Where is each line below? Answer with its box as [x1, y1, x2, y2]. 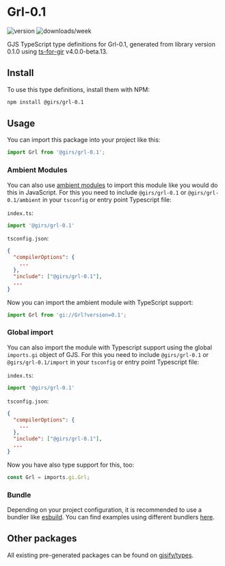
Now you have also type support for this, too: [7, 460, 135, 469]
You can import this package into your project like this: [7, 136, 161, 144]
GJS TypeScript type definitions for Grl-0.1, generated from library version [7, 40, 215, 48]
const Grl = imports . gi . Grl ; [7, 473, 90, 480]
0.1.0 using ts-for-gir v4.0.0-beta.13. [7, 47, 108, 56]
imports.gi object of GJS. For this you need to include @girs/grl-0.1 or [7, 350, 209, 358]
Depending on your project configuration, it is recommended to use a [7, 505, 202, 514]
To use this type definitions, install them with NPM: [7, 85, 150, 93]
